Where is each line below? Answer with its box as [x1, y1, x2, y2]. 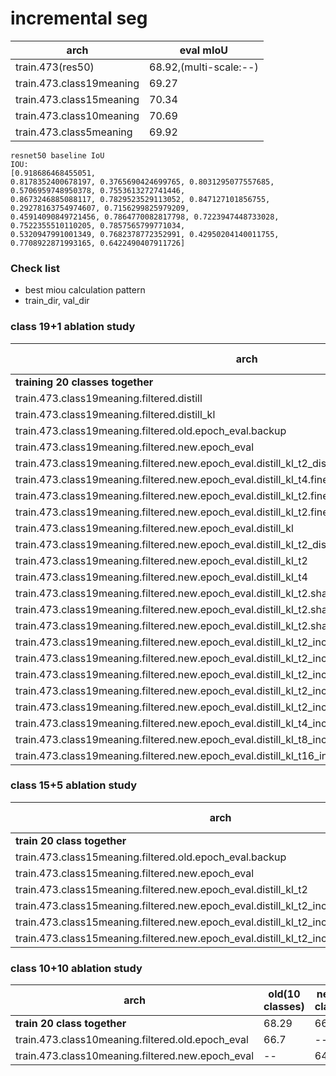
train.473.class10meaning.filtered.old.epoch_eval [15, 1033, 249, 1047]
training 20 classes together [15, 375, 154, 389]
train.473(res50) [15, 60, 95, 74]
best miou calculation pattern [24, 284, 146, 296]
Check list [10, 261, 61, 275]
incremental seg [10, 7, 148, 30]
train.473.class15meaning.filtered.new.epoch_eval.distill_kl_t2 [15, 882, 308, 896]
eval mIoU [179, 43, 228, 57]
